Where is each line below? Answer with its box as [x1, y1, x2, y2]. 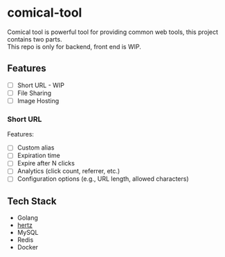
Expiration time [17, 151, 60, 160]
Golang [17, 213, 38, 222]
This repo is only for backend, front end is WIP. [7, 42, 142, 51]
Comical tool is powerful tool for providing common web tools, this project [7, 28, 219, 36]
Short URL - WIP [17, 81, 64, 89]
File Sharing [17, 89, 52, 97]
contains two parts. [7, 35, 62, 43]
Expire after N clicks [17, 159, 75, 168]
